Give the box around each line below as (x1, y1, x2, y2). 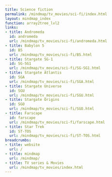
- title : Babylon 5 (5, 43, 45, 48)
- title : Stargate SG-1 (5, 57, 53, 62)
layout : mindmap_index (5, 16, 51, 21)
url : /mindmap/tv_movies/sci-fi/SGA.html (9, 79, 95, 84)
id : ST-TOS (9, 129, 32, 134)
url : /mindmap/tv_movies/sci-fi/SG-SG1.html (9, 66, 101, 71)
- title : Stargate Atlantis (5, 70, 62, 75)
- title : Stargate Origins (5, 97, 60, 102)
